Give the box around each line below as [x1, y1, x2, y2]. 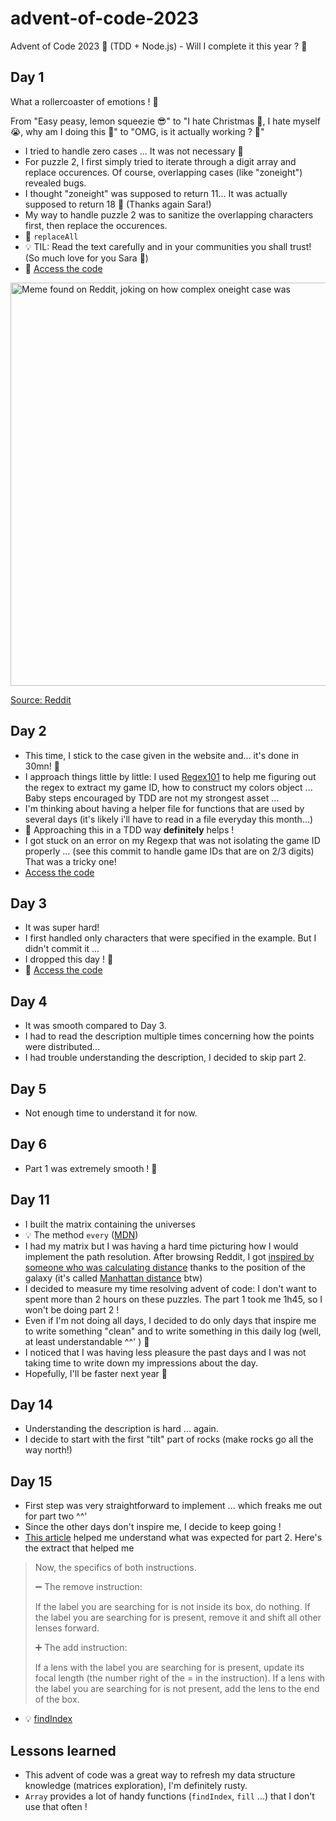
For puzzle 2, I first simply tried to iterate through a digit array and [24, 155, 297, 167]
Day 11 [10, 1192, 50, 1209]
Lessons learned [10, 1742, 117, 1759]
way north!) [24, 1444, 73, 1456]
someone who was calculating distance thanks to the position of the [24, 1261, 306, 1273]
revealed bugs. [24, 177, 87, 189]
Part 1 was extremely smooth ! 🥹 [24, 1162, 158, 1174]
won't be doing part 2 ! [24, 1303, 120, 1316]
